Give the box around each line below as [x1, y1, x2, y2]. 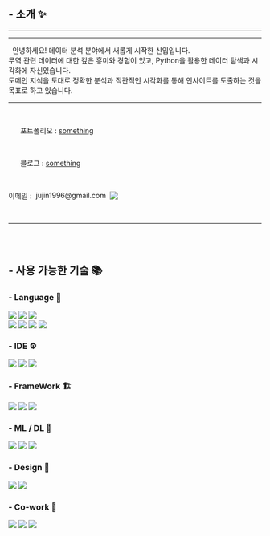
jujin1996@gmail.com [35, 191, 107, 201]
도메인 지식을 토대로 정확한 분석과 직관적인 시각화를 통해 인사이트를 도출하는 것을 [8, 75, 262, 85]
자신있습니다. [29, 65, 71, 75]
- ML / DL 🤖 [8, 423, 52, 434]
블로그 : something [19, 158, 81, 168]
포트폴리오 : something [19, 125, 94, 135]
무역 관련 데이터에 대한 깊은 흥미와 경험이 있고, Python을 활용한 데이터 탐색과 [8, 55, 251, 65]
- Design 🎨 [8, 462, 50, 473]
